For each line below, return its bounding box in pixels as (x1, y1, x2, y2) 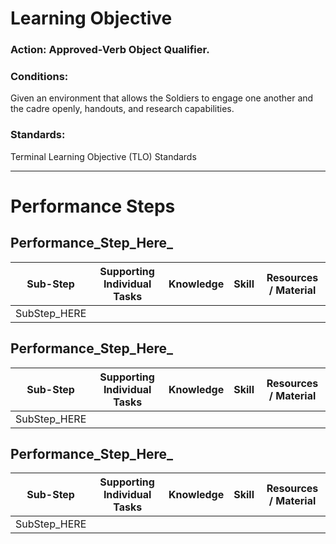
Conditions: (10, 70, 69, 84)
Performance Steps (10, 195, 176, 217)
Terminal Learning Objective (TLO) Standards (10, 150, 197, 162)
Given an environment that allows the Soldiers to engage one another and (10, 92, 314, 104)
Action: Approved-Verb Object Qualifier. (10, 43, 210, 57)
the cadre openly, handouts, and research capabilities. (10, 103, 235, 115)
